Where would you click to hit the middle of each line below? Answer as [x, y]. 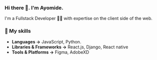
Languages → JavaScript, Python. [47, 41]
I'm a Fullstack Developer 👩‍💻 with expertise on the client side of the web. [79, 19]
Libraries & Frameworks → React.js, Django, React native [70, 47]
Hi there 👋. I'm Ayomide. [34, 8]
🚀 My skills [18, 31]
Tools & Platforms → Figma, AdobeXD [50, 52]
